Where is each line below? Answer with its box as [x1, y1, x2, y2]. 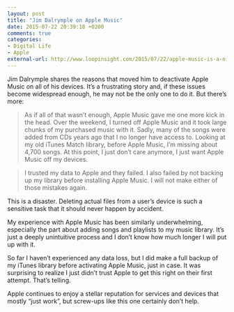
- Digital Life [7, 43, 52, 50]
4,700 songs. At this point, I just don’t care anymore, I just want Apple [24, 147, 224, 156]
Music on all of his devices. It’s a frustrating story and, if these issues [7, 82, 205, 91]
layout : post [7, 10, 45, 17]
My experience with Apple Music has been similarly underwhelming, [7, 218, 203, 226]
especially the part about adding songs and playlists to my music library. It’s [7, 225, 225, 234]
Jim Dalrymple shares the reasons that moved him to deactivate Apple [7, 75, 209, 83]
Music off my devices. [24, 155, 88, 163]
